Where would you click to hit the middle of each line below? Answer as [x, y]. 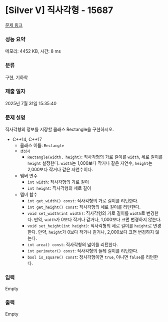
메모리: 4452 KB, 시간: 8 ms [33, 51]
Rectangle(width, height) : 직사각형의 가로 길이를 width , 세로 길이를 [95, 157]
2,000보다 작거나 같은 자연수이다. [60, 170]
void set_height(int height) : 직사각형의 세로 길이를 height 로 [90, 226]
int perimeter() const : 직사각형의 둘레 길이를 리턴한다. [83, 251]
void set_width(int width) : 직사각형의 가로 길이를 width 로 [86, 213]
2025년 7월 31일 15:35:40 [31, 103]
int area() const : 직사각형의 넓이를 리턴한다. [73, 245]
